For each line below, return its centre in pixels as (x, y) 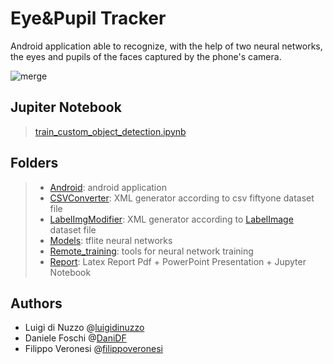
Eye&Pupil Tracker (88, 18)
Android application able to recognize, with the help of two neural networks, (166, 46)
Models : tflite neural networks (111, 240)
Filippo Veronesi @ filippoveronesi (93, 349)
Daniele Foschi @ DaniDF (75, 338)
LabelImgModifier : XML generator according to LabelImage (171, 219)
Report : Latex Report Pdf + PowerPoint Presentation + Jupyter (178, 261)
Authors (36, 303)
